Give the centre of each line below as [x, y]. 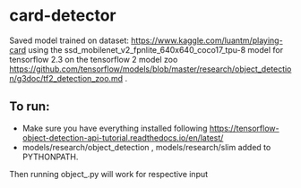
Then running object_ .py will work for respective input [109, 174]
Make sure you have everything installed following [115, 128]
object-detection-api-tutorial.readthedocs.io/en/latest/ [123, 137]
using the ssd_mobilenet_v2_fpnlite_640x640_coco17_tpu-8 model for [156, 49]
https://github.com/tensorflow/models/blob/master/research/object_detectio [150, 69]
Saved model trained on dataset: [69, 40]
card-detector [63, 16]
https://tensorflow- [244, 128]
